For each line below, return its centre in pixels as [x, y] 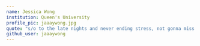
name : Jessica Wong [31, 12]
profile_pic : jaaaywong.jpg [41, 23]
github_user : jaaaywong [36, 34]
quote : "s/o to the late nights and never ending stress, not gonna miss [101, 28]
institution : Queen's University [48, 17]
